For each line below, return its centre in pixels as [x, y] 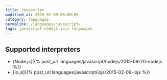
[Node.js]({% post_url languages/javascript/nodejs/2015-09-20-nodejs [87, 61]
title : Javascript [25, 10]
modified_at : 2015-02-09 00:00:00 [42, 15]
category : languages [27, 19]
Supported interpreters [43, 49]
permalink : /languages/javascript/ [43, 24]
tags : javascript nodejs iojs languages [49, 29]
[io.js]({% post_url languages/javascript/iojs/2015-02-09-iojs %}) [81, 72]
